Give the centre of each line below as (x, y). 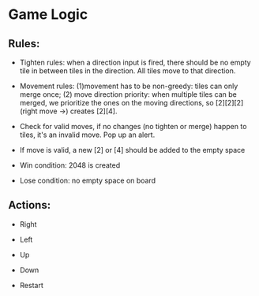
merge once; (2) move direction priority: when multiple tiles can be (128, 94)
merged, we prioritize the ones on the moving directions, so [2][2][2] (131, 103)
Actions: (30, 205)
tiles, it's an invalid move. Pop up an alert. (87, 135)
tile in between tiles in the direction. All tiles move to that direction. (128, 71)
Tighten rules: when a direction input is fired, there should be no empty (135, 62)
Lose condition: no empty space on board (88, 180)
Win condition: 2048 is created (70, 165)
